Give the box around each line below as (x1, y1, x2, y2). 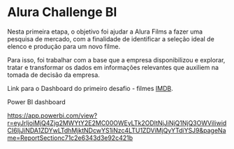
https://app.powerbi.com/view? (7, 111, 98, 120)
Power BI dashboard (7, 97, 66, 106)
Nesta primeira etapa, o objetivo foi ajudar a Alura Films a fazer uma (7, 27, 203, 36)
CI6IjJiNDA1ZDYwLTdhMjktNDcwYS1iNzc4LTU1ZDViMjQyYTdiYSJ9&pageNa (7, 126, 226, 134)
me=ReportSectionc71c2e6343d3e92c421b (7, 134, 133, 142)
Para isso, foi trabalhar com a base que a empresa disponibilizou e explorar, (7, 55, 226, 64)
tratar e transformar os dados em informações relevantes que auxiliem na (7, 63, 219, 71)
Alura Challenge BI (7, 4, 117, 20)
